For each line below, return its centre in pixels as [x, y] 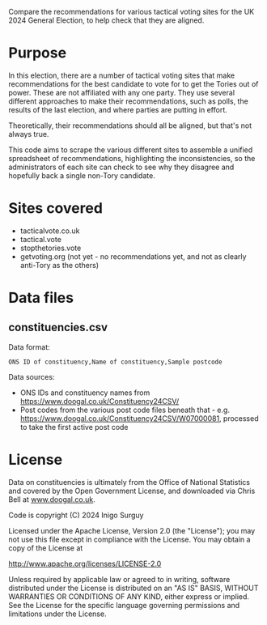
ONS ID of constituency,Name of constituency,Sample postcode [115, 362]
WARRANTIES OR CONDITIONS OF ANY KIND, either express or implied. [129, 596]
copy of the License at [46, 548]
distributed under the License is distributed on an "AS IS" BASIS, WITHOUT [133, 588]
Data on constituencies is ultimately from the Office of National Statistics [129, 482]
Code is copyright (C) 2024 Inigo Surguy [76, 515]
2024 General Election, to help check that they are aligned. [106, 20]
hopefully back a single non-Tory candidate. [82, 175]
